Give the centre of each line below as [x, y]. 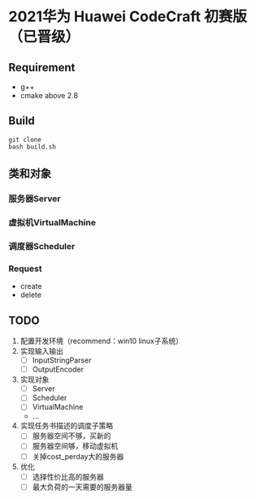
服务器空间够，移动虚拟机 [75, 446]
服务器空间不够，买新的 [72, 436]
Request [25, 269]
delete [31, 295]
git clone [25, 140]
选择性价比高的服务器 [68, 476]
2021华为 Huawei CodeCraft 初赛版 [128, 17]
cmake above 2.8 [49, 95]
